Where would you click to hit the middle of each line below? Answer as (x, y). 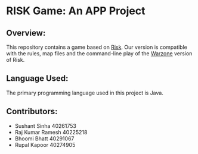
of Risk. (16, 60)
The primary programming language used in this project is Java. (85, 93)
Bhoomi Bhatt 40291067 (44, 139)
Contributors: (32, 111)
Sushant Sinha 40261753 (45, 125)
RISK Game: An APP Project (76, 11)
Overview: (26, 33)
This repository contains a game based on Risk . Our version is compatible (97, 47)
